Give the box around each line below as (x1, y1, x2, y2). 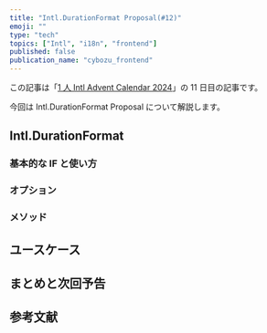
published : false (9, 47, 76, 57)
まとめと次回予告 (9, 276, 106, 291)
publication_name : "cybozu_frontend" (9, 56, 154, 65)
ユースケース (9, 242, 80, 257)
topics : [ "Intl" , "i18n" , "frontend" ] (9, 38, 157, 48)
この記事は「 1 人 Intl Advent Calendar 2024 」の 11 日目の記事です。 (9, 82, 263, 92)
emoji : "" (9, 22, 48, 31)
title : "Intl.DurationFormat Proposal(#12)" (9, 13, 182, 23)
